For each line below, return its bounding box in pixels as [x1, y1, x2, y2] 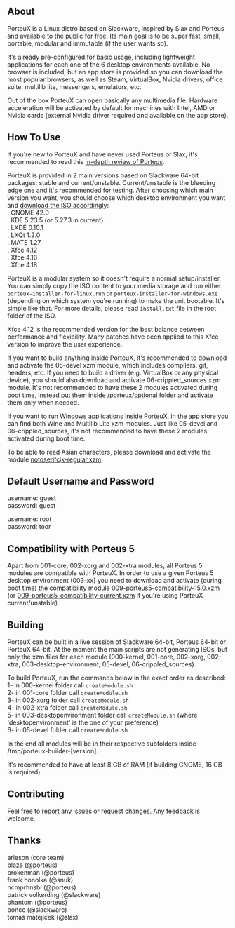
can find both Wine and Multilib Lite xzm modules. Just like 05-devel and [7, 419, 218, 427]
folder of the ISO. [7, 311, 57, 320]
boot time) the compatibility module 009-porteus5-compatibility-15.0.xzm [7, 584, 220, 592]
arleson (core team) [7, 853, 65, 861]
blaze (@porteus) [7, 861, 58, 869]
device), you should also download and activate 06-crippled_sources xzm [7, 375, 221, 384]
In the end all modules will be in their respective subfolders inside [7, 739, 196, 748]
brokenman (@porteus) [7, 868, 75, 876]
